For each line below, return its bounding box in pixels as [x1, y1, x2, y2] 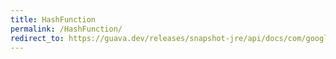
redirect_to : [10, 33, 65, 43]
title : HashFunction [10, 14, 97, 25]
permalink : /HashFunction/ [10, 24, 123, 34]
